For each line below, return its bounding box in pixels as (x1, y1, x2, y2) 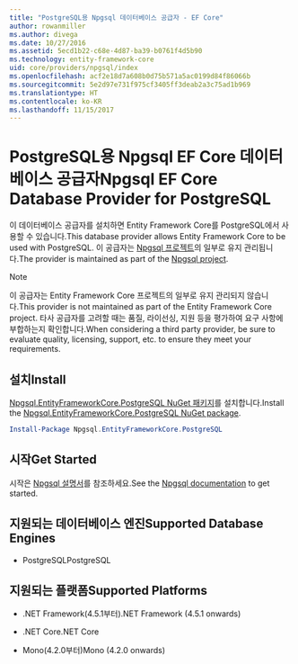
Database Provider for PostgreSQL (9, 189, 272, 210)
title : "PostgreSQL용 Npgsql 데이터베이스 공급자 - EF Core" (9, 13, 224, 22)
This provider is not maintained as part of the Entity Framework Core (18, 301, 272, 312)
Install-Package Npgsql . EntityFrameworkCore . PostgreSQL (9, 425, 223, 434)
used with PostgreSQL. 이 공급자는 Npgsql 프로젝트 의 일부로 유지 (9, 242, 242, 253)
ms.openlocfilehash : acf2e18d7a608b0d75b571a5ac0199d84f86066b (9, 72, 251, 81)
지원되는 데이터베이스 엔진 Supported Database (9, 516, 264, 532)
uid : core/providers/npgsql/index (9, 64, 139, 73)
